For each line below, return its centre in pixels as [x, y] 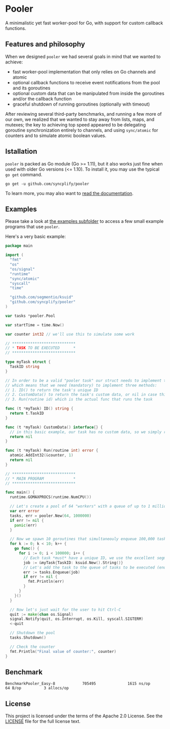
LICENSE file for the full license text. [43, 721]
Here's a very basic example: [35, 237]
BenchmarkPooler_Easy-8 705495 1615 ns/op [78, 684]
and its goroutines [31, 88]
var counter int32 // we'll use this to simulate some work [70, 334]
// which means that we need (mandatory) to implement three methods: [81, 385]
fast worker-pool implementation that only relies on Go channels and [84, 72]
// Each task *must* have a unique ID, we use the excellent [89, 558]
